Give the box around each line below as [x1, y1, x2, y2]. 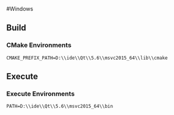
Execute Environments [6, 89, 75, 98]
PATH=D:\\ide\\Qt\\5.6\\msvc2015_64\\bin [6, 103, 114, 110]
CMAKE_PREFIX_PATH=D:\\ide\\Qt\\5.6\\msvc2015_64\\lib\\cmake [6, 55, 168, 61]
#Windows [6, 5, 34, 12]
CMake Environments [6, 41, 72, 49]
